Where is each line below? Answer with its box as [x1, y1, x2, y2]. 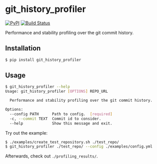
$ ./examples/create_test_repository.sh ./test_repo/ [5, 140, 120, 145]
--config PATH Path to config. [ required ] [9, 111, 113, 117]
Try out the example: [5, 130, 48, 136]
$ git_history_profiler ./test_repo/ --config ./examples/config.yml [5, 144, 153, 149]
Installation [5, 44, 41, 53]
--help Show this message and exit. [9, 121, 113, 126]
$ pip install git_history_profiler [5, 57, 81, 62]
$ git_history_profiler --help [5, 84, 70, 89]
